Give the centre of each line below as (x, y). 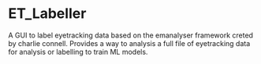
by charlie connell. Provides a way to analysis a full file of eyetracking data (129, 43)
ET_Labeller (47, 14)
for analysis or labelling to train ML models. (78, 52)
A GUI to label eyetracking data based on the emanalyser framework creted (131, 35)
